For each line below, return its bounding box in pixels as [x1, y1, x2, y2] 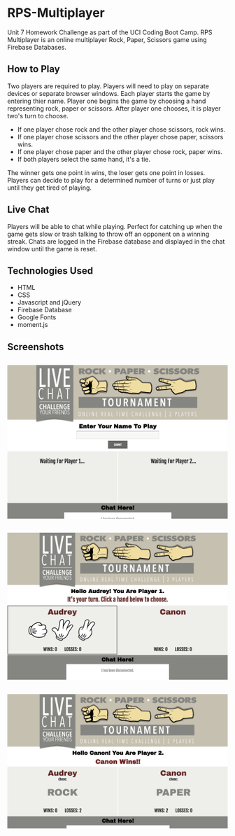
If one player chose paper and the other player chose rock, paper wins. [17, 147, 222, 155]
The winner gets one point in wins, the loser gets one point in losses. [7, 168, 206, 176]
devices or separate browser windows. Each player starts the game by [7, 89, 211, 97]
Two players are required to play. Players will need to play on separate [7, 82, 210, 90]
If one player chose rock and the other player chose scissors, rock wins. [17, 125, 226, 134]
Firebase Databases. [7, 43, 66, 51]
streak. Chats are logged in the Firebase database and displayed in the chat [7, 237, 225, 246]
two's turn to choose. [7, 111, 69, 120]
